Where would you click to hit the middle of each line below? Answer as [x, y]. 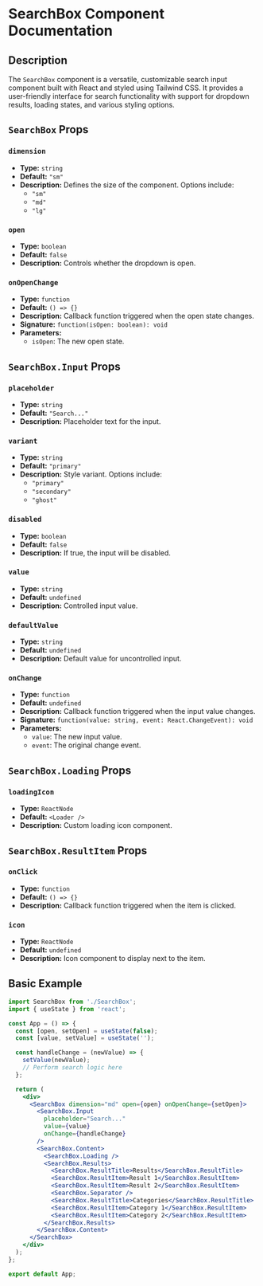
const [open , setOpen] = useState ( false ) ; [87, 1031]
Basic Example [45, 984]
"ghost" [44, 500]
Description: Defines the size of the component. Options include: [127, 185]
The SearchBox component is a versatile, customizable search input [118, 79]
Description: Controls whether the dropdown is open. [108, 263]
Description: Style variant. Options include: [91, 474]
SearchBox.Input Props [64, 366]
